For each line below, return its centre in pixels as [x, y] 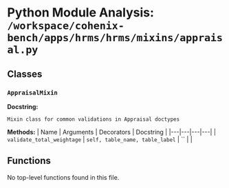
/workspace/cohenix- [66, 26]
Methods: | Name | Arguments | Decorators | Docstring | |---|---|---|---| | [112, 132]
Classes [25, 74]
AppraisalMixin [33, 93]
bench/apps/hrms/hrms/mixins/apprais [115, 38]
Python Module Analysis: [81, 13]
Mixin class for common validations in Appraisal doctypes [94, 119]
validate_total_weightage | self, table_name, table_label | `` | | [100, 139]
